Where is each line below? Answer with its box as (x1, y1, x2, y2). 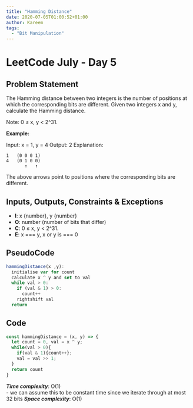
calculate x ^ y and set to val (11, 275, 91, 280)
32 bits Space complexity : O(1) (6, 395, 82, 402)
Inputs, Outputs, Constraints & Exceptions (6, 196, 164, 206)
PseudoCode (6, 248, 55, 258)
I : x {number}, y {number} (14, 212, 78, 219)
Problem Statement (6, 79, 79, 89)
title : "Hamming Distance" (6, 8, 72, 15)
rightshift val (16, 296, 54, 302)
